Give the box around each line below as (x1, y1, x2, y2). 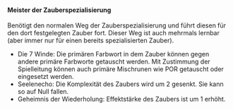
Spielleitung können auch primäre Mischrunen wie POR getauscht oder (17, 65, 225, 73)
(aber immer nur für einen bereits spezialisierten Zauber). (7, 36, 174, 45)
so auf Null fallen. (17, 87, 69, 96)
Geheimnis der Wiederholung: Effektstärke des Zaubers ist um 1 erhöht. (17, 95, 226, 104)
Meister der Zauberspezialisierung (7, 6, 112, 14)
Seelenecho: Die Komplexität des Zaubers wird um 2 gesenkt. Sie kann (17, 80, 224, 88)
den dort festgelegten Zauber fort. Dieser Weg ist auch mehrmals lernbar (7, 29, 220, 37)
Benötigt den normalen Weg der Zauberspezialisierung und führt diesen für (7, 21, 227, 30)
